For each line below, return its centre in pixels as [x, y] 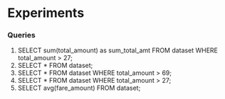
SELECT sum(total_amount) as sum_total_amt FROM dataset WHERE [118, 50]
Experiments [46, 13]
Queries [21, 35]
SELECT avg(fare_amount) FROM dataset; [79, 88]
